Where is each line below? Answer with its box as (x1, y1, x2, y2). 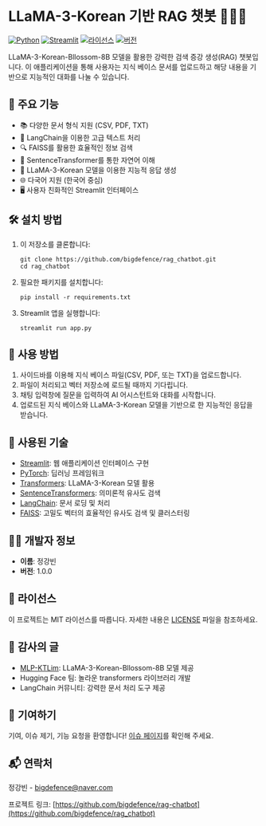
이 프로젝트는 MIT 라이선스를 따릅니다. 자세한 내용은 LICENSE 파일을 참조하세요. (8, 615, 258, 624)
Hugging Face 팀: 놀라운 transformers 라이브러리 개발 (19, 673, 191, 682)
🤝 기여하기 (8, 709, 57, 722)
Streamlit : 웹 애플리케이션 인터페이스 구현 (19, 458, 150, 468)
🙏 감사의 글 (8, 640, 60, 654)
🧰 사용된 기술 (8, 435, 69, 449)
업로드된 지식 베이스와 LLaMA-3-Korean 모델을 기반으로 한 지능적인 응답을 (19, 400, 253, 410)
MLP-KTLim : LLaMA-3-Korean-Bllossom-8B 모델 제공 (19, 663, 194, 672)
